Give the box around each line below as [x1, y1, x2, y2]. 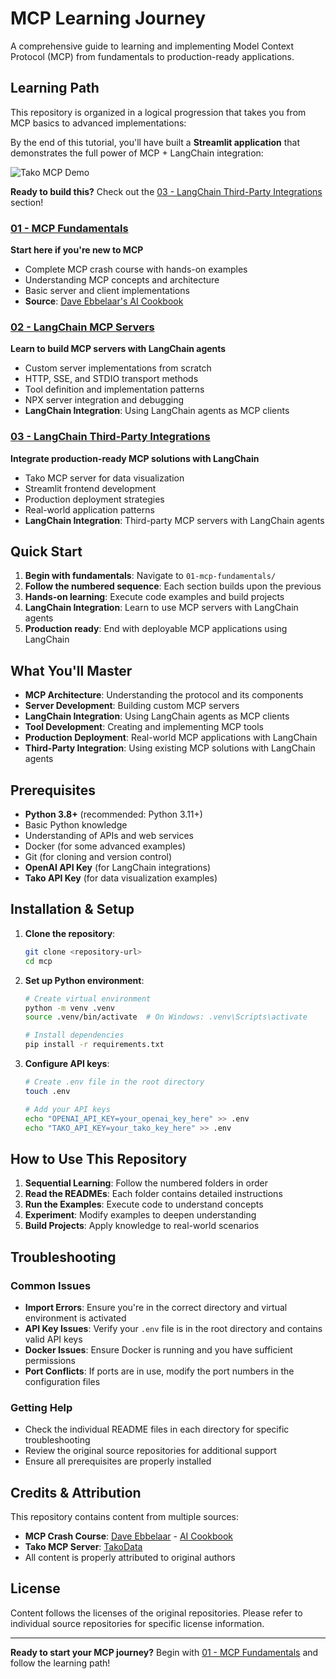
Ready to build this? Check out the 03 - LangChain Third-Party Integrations [10, 185, 323, 197]
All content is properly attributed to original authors [24, 1552, 236, 1563]
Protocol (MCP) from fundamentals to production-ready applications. [10, 50, 295, 62]
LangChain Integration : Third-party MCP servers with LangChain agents [24, 514, 325, 526]
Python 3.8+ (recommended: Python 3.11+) [24, 808, 203, 821]
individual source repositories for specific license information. [10, 1617, 265, 1629]
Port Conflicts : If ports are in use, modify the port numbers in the [24, 1365, 295, 1377]
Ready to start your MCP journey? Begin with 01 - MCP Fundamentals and [10, 1646, 319, 1658]
